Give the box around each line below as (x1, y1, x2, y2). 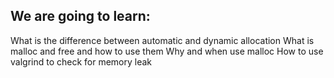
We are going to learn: (10, 8, 151, 25)
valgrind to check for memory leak (10, 55, 153, 68)
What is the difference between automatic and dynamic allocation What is (10, 34, 315, 46)
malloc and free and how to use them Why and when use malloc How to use (10, 45, 324, 57)
